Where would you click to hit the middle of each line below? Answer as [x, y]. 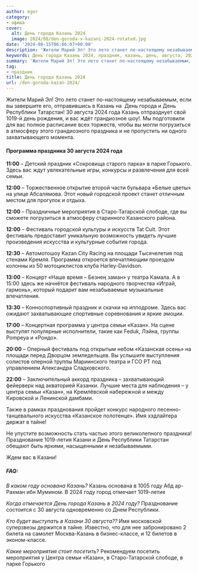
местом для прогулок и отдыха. [46, 200]
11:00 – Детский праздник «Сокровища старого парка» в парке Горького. [99, 164]
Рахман [16, 492]
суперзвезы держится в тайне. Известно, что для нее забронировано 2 [96, 528]
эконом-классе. [27, 540]
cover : [14, 28]
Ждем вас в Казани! [32, 457]
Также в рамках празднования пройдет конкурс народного [81, 410]
